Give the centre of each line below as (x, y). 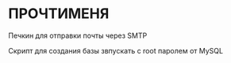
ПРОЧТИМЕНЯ (59, 14)
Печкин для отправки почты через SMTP (78, 35)
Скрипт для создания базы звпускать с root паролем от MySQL (116, 50)
